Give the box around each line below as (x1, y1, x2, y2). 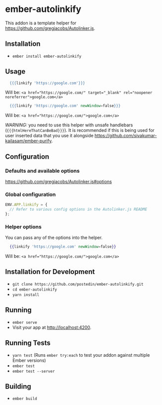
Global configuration (5, 191, 56, 198)
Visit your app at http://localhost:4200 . (12, 324, 92, 330)
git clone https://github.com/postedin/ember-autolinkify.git (12, 282, 144, 287)
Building (5, 382, 31, 391)
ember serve (12, 320, 37, 325)
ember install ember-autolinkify (12, 54, 82, 59)
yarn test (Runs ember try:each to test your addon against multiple (12, 352, 150, 358)
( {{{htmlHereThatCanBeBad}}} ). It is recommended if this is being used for (5, 127, 155, 133)
